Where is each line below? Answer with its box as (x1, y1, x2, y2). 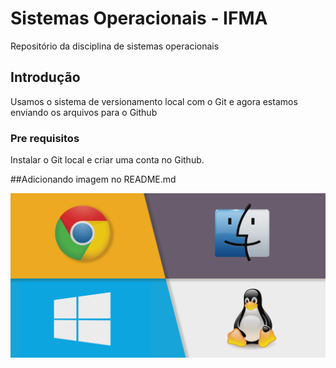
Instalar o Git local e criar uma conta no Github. (10, 154, 205, 166)
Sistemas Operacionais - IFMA (10, 7, 268, 30)
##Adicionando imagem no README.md (10, 173, 177, 186)
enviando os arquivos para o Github (10, 106, 158, 118)
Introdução (10, 69, 81, 86)
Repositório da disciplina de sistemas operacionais (10, 40, 220, 52)
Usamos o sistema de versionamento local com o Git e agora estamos (10, 95, 298, 107)
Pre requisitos (10, 131, 80, 145)
